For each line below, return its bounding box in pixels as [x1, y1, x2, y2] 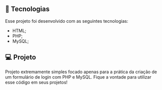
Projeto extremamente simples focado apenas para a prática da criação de [5, 69, 157, 75]
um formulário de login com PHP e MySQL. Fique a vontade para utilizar [5, 74, 152, 80]
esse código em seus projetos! [5, 79, 68, 85]
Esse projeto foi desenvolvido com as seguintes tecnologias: [5, 18, 128, 24]
